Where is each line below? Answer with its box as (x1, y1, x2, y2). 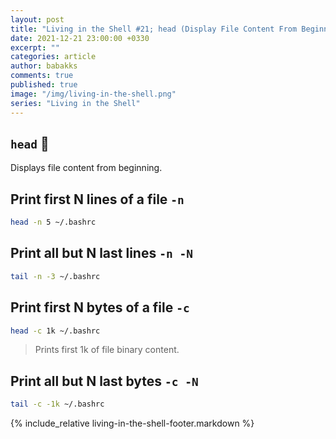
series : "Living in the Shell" (10, 98, 141, 108)
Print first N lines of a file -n (10, 191, 185, 208)
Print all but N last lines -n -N (10, 245, 193, 262)
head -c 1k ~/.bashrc (10, 326, 101, 336)
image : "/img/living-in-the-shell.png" (10, 89, 177, 99)
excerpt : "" (10, 42, 60, 53)
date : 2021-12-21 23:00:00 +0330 (10, 33, 150, 43)
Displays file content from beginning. (10, 162, 163, 174)
